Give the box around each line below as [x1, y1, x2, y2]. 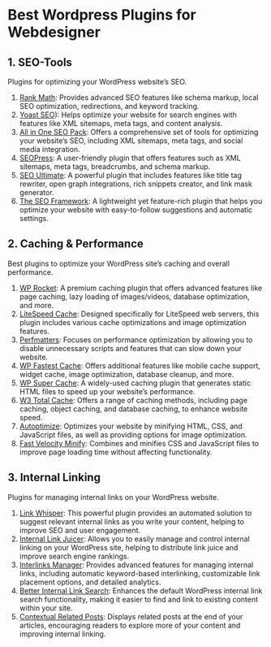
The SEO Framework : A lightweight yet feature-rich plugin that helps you [19, 197, 263, 206]
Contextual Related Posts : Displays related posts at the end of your [19, 611, 243, 621]
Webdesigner [7, 23, 101, 41]
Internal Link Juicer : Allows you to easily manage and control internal [19, 534, 251, 544]
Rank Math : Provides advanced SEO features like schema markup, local [19, 93, 259, 102]
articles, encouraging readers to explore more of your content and [19, 620, 241, 630]
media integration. [19, 145, 80, 154]
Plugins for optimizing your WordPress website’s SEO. [7, 77, 187, 86]
